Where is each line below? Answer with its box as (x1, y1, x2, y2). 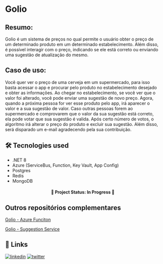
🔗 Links (5, 240, 28, 249)
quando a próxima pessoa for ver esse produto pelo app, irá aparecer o (5, 100, 150, 106)
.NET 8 (12, 157, 27, 163)
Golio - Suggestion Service (5, 226, 60, 232)
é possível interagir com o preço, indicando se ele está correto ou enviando (5, 47, 159, 52)
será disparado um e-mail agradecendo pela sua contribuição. (5, 126, 132, 132)
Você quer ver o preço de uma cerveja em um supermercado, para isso (5, 79, 150, 85)
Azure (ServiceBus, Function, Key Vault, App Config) (12, 162, 119, 168)
